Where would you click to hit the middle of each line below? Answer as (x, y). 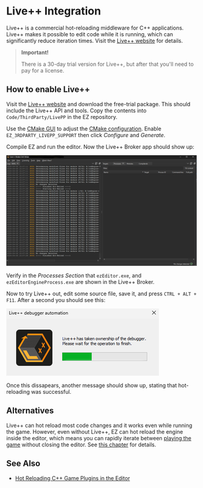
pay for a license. (43, 70)
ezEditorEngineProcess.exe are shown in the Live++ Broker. (81, 282)
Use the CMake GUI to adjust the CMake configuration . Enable (84, 129)
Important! (35, 52)
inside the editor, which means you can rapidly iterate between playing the (99, 438)
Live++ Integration (54, 11)
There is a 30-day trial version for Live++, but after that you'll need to (107, 64)
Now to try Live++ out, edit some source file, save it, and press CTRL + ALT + (101, 294)
